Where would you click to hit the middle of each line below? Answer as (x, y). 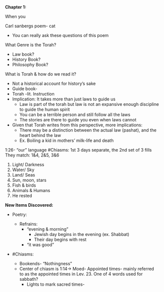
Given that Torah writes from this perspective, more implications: (77, 125)
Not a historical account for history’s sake (54, 83)
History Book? (26, 59)
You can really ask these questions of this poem (60, 35)
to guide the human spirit (44, 109)
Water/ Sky (23, 170)
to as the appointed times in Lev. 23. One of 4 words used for (81, 274)
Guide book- (25, 89)
